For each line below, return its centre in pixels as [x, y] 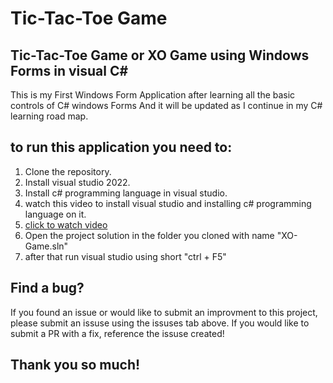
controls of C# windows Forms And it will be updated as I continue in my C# [166, 105]
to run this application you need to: [121, 147]
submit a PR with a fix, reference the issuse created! [117, 333]
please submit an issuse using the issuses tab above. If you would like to [160, 323]
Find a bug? [47, 288]
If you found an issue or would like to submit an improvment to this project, [164, 312]
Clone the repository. [68, 171]
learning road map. [49, 116]
